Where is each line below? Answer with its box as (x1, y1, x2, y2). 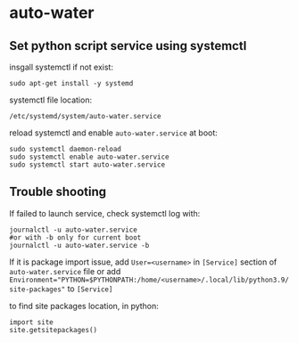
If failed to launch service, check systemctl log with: (9, 208, 201, 218)
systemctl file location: (9, 94, 92, 105)
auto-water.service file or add (9, 265, 121, 276)
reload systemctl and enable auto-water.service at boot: (9, 127, 219, 138)
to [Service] (67, 283, 113, 294)
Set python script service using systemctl (9, 38, 247, 53)
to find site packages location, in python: (9, 300, 159, 311)
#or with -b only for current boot (9, 233, 142, 242)
